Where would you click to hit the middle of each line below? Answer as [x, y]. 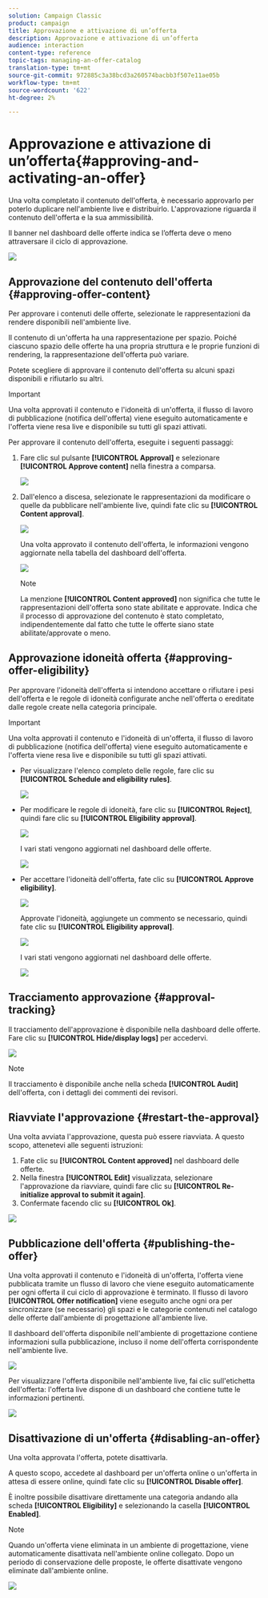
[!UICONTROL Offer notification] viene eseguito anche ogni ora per [120, 1301]
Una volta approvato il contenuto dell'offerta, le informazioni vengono [134, 544]
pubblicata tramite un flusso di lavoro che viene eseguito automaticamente [131, 1284]
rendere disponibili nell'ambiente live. [70, 322]
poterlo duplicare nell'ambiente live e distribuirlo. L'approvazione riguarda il [132, 209]
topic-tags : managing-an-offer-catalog [75, 61]
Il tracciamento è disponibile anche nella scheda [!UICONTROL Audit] [123, 1084]
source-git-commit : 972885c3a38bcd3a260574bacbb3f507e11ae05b [114, 75]
